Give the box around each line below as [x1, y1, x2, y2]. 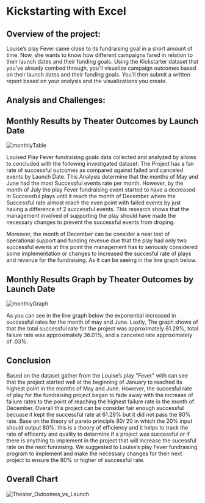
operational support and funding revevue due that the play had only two [6, 237, 187, 244]
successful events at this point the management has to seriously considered [6, 244, 198, 251]
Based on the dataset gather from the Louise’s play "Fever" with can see [6, 371, 188, 379]
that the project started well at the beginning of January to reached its [6, 378, 182, 386]
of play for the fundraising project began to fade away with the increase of [6, 391, 193, 398]
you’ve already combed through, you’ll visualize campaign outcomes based [6, 64, 196, 72]
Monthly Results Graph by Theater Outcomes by [6, 274, 194, 285]
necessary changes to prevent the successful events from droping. [6, 218, 175, 226]
